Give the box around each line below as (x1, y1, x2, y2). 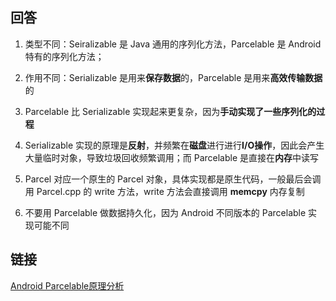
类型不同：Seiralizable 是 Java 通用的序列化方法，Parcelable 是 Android (24, 38, 322, 50)
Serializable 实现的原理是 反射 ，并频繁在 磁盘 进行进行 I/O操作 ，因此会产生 (24, 139, 325, 151)
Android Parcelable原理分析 (10, 279, 125, 292)
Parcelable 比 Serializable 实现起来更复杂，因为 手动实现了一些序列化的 (24, 105, 317, 117)
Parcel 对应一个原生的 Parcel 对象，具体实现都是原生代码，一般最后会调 (24, 173, 322, 185)
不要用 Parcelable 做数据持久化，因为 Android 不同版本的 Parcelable (24, 206, 307, 218)
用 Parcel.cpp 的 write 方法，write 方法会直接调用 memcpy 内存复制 (24, 185, 305, 197)
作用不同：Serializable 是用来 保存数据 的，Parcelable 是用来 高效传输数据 (24, 71, 323, 83)
